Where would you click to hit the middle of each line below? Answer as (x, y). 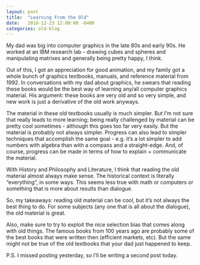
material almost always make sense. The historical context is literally (90, 176)
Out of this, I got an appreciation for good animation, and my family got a (96, 70)
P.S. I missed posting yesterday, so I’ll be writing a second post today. (92, 255)
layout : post (22, 12)
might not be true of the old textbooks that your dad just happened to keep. (99, 244)
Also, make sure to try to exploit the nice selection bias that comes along (96, 225)
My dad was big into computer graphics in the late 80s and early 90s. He (96, 46)
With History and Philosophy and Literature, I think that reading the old (93, 170)
